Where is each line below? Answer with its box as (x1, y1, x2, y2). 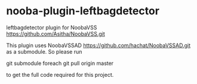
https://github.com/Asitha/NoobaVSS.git (6, 30, 106, 37)
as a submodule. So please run (6, 48, 82, 55)
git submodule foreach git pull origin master (6, 60, 114, 67)
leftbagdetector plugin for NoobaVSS (6, 24, 97, 31)
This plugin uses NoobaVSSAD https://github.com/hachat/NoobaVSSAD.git (6, 42, 191, 49)
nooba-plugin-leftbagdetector (6, 4, 160, 18)
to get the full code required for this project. (6, 71, 114, 78)
